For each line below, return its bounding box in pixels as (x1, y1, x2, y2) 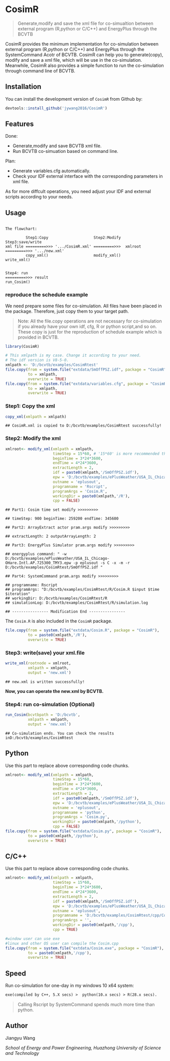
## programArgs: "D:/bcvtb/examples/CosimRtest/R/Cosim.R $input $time (5, 587, 159, 592)
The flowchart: (5, 226, 37, 231)
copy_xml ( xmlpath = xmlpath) (5, 414, 67, 419)
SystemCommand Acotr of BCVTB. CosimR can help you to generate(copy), (5, 52, 163, 58)
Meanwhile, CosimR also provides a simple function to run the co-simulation (5, 62, 164, 68)
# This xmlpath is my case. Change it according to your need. (5, 353, 142, 358)
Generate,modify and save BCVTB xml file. (12, 143, 102, 149)
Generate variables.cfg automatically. (12, 168, 91, 174)
